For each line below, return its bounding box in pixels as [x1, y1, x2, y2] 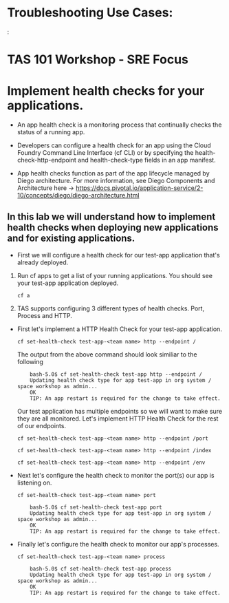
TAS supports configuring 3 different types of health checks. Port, [17, 304, 205, 313]
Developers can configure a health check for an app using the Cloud [17, 141, 211, 149]
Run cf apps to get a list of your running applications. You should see [17, 271, 213, 279]
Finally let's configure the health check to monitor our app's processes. [17, 540, 219, 548]
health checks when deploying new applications [7, 222, 219, 233]
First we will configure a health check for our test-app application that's [17, 251, 220, 259]
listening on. [17, 478, 52, 487]
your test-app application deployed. [17, 279, 119, 287]
